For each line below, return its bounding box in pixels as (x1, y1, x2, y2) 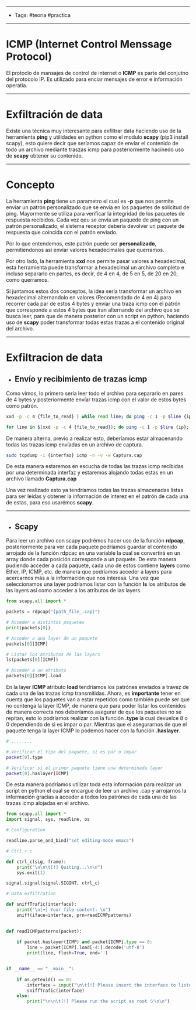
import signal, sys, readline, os (6, 817, 90, 823)
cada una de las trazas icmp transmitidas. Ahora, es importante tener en (6, 690, 181, 697)
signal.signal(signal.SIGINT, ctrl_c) (6, 880, 100, 886)
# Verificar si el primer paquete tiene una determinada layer (6, 765, 163, 771)
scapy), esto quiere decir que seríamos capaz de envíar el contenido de (6, 139, 179, 146)
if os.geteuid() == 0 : (16, 977, 72, 982)
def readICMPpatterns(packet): (6, 928, 82, 934)
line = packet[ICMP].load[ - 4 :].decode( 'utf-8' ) (27, 944, 145, 951)
